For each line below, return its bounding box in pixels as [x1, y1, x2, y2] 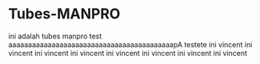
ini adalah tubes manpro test [8, 31, 102, 41]
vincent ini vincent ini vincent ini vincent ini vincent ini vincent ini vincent [8, 48, 248, 58]
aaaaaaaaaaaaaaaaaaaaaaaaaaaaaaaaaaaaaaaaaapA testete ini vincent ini [8, 39, 253, 49]
